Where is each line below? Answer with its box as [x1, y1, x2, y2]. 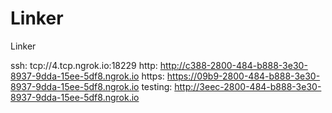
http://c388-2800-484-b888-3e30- [159, 59, 308, 71]
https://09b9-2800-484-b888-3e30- [166, 70, 321, 82]
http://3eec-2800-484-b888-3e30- [174, 80, 322, 92]
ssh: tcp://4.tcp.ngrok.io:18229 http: [10, 59, 158, 71]
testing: [141, 80, 173, 92]
